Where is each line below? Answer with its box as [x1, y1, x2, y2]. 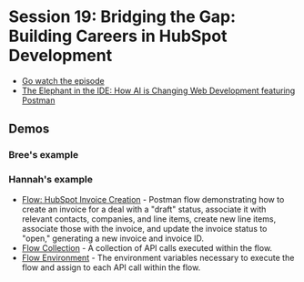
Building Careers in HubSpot [8, 26, 228, 47]
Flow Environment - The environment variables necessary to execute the [21, 252, 295, 263]
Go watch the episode [21, 75, 106, 86]
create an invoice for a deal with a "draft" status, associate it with [21, 204, 267, 214]
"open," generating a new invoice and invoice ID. [21, 233, 205, 244]
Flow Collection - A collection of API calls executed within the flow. [21, 242, 273, 253]
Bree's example [8, 149, 79, 162]
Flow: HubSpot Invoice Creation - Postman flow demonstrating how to [21, 193, 285, 204]
